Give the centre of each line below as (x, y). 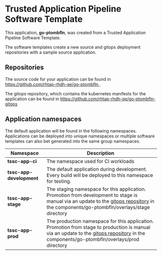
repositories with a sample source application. (51, 52)
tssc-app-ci (22, 161)
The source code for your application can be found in (58, 79)
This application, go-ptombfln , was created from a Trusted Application (75, 32)
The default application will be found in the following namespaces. (71, 131)
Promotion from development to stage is (92, 195)
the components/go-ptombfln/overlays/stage (98, 207)
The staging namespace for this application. (96, 189)
